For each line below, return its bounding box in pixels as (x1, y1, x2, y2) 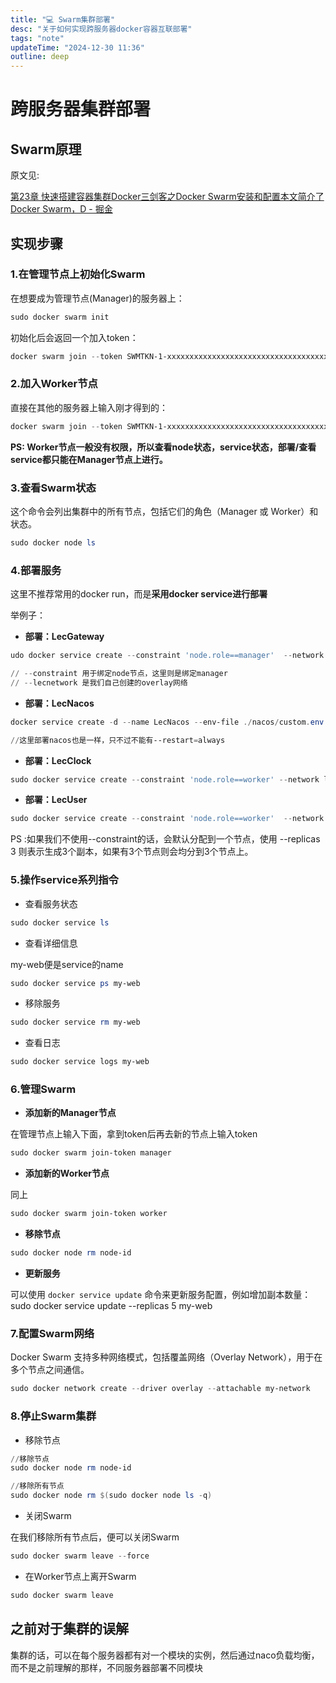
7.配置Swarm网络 (10, 1326, 95, 1340)
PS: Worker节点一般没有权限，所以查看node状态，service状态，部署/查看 (10, 441, 317, 453)
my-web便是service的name (10, 958, 124, 970)
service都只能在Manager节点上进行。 (10, 453, 168, 465)
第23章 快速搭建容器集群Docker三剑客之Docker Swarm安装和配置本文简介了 (10, 191, 325, 203)
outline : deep (10, 52, 70, 62)
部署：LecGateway (24, 631, 105, 643)
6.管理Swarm (10, 1082, 77, 1096)
